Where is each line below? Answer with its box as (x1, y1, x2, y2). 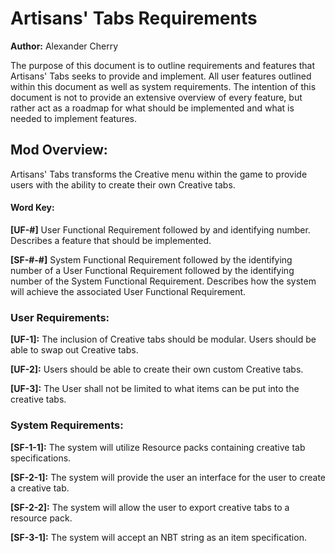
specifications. (10, 452, 72, 464)
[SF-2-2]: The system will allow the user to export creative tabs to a (10, 501, 290, 513)
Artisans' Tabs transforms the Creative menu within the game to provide (10, 168, 308, 180)
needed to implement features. (10, 112, 138, 124)
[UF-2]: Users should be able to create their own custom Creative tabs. (10, 363, 304, 376)
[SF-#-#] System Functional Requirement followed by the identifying (10, 253, 293, 266)
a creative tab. (10, 482, 70, 494)
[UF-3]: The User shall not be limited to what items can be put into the (10, 383, 300, 395)
